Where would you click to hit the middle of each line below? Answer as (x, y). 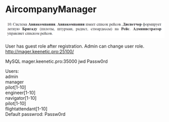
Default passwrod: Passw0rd (35, 114)
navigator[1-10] (21, 98)
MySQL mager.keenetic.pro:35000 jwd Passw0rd (56, 61)
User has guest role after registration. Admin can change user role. (75, 46)
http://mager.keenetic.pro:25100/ (40, 52)
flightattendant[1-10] (26, 109)
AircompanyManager (51, 9)
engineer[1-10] (20, 93)
